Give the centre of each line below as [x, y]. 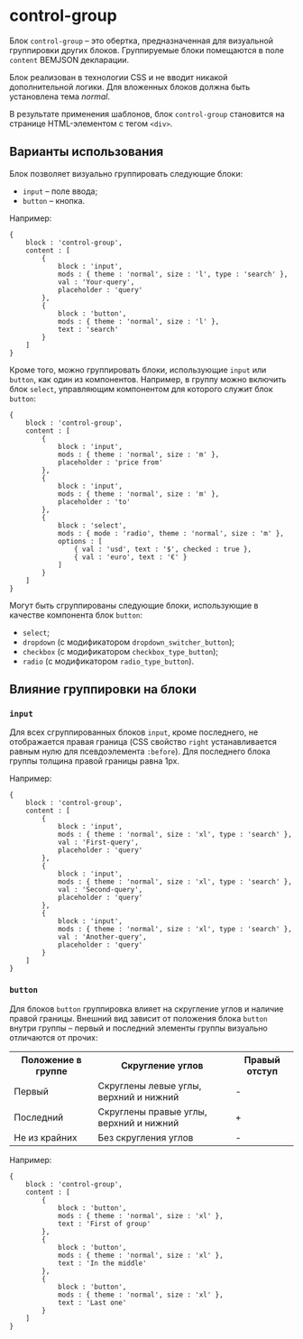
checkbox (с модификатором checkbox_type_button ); [120, 651]
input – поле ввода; [60, 191]
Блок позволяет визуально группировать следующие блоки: [126, 173]
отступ [262, 1071]
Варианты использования [87, 152]
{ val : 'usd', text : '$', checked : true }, [163, 549]
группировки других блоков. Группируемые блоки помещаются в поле [147, 50]
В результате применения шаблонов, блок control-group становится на [147, 114]
